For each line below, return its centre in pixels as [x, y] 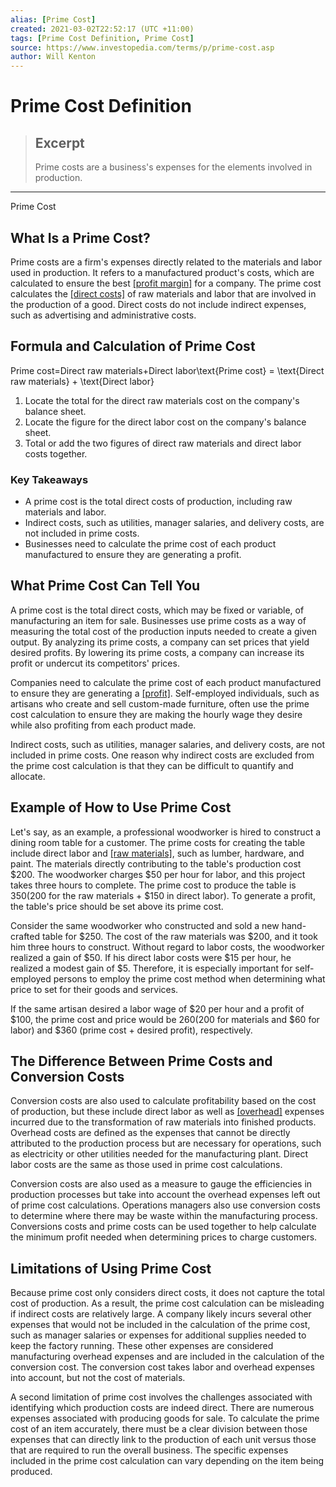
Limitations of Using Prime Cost [111, 1268]
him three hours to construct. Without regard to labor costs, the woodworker [167, 947]
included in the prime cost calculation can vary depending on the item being [167, 1461]
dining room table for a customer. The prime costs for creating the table [158, 842]
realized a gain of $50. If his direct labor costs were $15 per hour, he [151, 957]
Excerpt [59, 142]
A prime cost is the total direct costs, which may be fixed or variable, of [157, 610]
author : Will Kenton [53, 57]
